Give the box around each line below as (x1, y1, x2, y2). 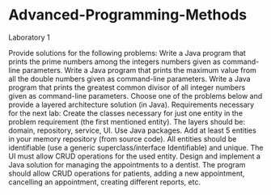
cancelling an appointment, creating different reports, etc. (8, 176, 201, 187)
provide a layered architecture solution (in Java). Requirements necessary (8, 100, 255, 109)
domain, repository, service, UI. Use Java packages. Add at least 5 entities (8, 125, 256, 135)
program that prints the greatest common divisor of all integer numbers (8, 83, 246, 92)
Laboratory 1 (8, 32, 50, 42)
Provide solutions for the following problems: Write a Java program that (8, 48, 247, 57)
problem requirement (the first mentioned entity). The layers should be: (8, 117, 246, 126)
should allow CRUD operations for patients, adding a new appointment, (8, 168, 245, 178)
